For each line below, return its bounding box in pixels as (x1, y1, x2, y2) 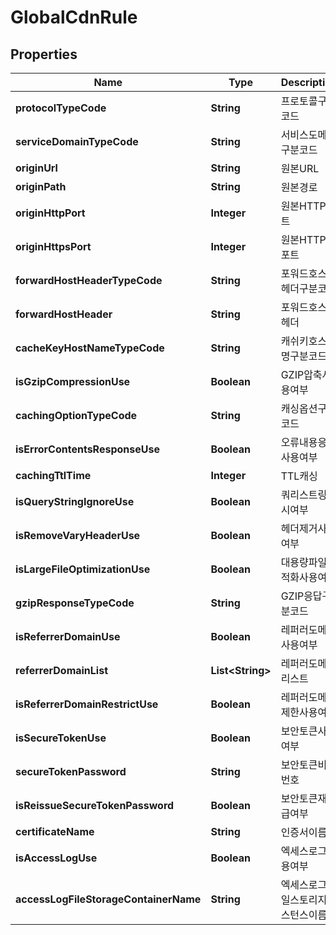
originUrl (15, 161, 58, 175)
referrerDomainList (15, 664, 109, 677)
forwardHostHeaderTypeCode (15, 274, 163, 287)
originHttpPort (15, 206, 86, 220)
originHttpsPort (15, 240, 92, 253)
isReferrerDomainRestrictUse (15, 697, 159, 711)
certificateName (15, 825, 95, 838)
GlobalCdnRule (10, 6, 138, 29)
